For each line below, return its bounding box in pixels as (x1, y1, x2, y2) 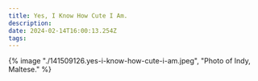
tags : (8, 34, 27, 43)
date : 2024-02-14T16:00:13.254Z (8, 26, 117, 34)
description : (8, 19, 52, 27)
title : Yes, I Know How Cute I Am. (8, 11, 128, 20)
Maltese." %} (8, 65, 52, 75)
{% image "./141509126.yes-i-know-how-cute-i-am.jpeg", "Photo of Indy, (8, 56, 252, 66)
